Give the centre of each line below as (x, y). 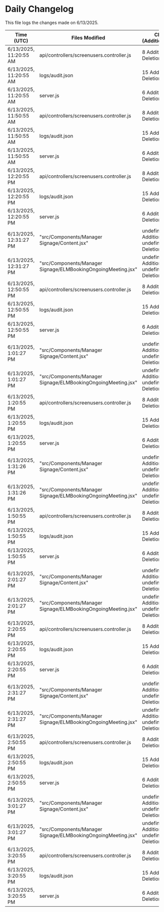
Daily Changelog (40, 9)
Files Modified (88, 38)
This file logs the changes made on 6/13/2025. (52, 23)
